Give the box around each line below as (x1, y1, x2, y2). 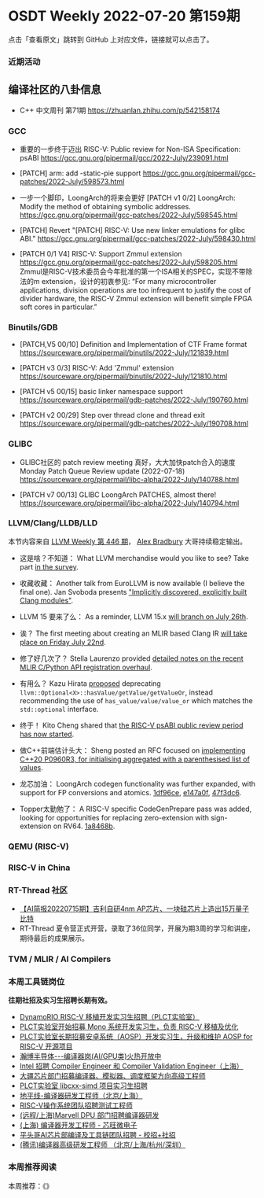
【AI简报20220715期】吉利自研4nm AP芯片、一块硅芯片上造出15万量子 (19, 904, 250, 913)
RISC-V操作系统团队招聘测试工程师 (19, 1100, 134, 1110)
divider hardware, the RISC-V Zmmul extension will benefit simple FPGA (19, 293, 253, 303)
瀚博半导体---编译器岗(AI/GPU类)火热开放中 (19, 1052, 162, 1061)
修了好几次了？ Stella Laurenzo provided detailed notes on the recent (19, 654, 244, 663)
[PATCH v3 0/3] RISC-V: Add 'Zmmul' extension (19, 363, 174, 373)
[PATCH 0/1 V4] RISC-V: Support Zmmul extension (19, 249, 182, 258)
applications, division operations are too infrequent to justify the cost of (19, 285, 251, 295)
